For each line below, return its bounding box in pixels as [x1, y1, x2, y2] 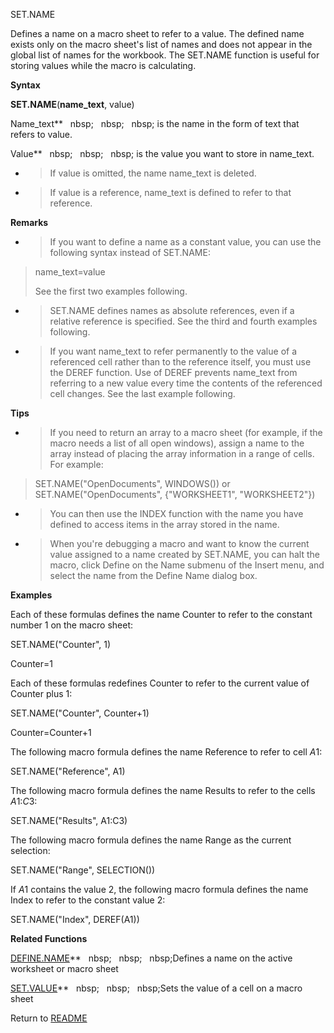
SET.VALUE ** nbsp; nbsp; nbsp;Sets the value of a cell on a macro [10, 982, 303, 994]
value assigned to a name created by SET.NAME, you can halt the [49, 549, 320, 560]
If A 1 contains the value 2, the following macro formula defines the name [10, 884, 309, 895]
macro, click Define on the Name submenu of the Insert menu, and [49, 559, 325, 571]
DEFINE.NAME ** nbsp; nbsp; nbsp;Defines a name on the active [10, 952, 293, 964]
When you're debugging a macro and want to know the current [49, 538, 310, 549]
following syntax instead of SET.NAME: [49, 247, 211, 258]
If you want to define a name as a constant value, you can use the [49, 236, 322, 248]
